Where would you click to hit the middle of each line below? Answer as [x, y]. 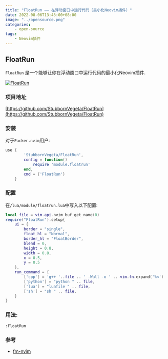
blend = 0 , [35, 243]
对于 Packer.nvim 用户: [28, 140]
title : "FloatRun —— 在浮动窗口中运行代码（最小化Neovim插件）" [69, 10]
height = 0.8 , [39, 248]
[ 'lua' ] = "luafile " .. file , [57, 286]
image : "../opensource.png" [35, 20]
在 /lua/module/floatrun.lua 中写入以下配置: [51, 205]
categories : [18, 24]
